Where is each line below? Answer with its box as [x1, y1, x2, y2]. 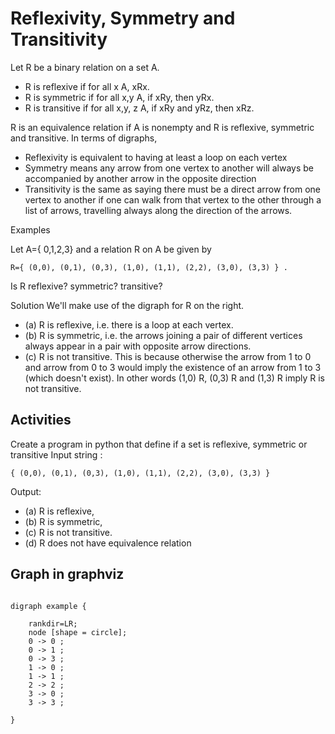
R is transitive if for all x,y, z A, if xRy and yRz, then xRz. [24, 102, 255, 114]
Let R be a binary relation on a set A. [10, 61, 160, 73]
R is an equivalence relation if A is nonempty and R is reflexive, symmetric [10, 121, 315, 133]
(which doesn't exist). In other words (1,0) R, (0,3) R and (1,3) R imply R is [24, 372, 325, 384]
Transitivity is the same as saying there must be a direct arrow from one [24, 183, 322, 195]
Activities [10, 412, 72, 429]
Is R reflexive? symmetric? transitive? [10, 280, 163, 292]
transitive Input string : [10, 448, 103, 461]
